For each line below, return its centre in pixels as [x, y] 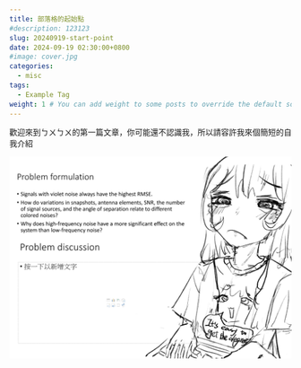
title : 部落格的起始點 [47, 19]
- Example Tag [43, 94]
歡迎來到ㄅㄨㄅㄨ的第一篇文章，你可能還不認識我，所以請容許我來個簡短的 [146, 132]
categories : [31, 66]
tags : [19, 85]
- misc [30, 76]
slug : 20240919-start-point [62, 38]
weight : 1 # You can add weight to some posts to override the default [146, 104]
